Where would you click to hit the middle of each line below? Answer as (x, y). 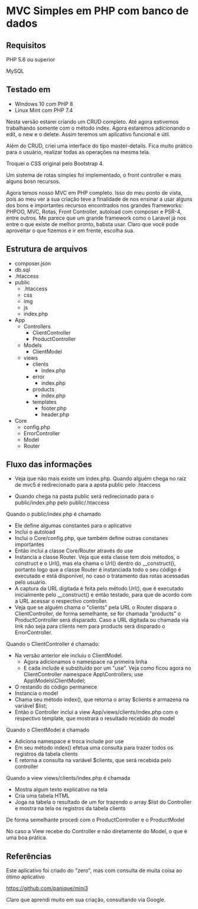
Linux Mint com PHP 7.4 (44, 110)
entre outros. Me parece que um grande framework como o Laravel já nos (96, 218)
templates (45, 401)
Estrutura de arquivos (47, 249)
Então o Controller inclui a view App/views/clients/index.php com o (96, 712)
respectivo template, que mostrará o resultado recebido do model (95, 718)
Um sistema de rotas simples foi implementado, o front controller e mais (94, 175)
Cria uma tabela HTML (42, 796)
